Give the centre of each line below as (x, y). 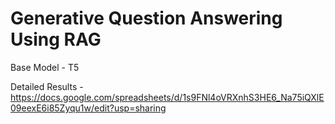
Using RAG (56, 39)
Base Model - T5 (45, 67)
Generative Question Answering (146, 18)
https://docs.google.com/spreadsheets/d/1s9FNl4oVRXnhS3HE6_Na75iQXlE (167, 97)
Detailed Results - (47, 86)
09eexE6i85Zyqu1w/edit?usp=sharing (88, 108)
